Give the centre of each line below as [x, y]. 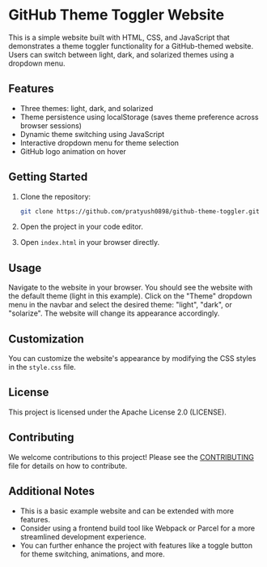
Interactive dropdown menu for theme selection [100, 143]
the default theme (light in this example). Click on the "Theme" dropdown [130, 296]
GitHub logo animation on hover [73, 151]
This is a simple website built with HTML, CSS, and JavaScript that [119, 37]
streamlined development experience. [83, 536]
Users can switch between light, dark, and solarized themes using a [121, 54]
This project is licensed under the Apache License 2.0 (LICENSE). [117, 412]
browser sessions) [51, 125]
